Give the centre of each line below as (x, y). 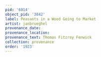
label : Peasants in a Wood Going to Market (51, 19)
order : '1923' (20, 47)
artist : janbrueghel (26, 24)
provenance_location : (27, 33)
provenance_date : (23, 28)
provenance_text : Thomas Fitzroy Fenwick (49, 38)
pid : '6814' (17, 10)
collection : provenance (30, 42)
